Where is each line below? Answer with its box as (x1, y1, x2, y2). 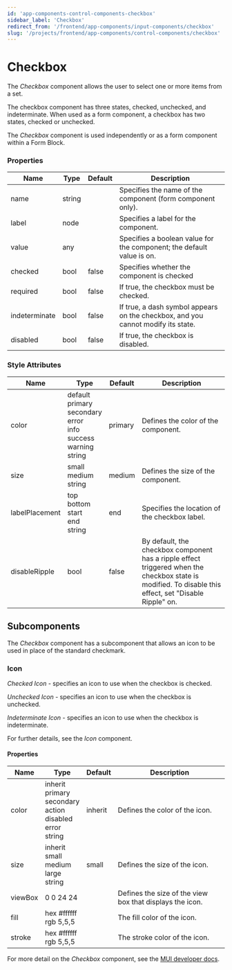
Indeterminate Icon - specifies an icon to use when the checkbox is (7, 713, 199, 721)
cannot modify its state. (119, 319, 195, 329)
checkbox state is (141, 571, 199, 581)
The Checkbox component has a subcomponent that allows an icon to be (7, 639, 215, 647)
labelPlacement (10, 507, 61, 517)
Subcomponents (7, 621, 81, 633)
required (10, 287, 39, 297)
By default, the (141, 536, 189, 546)
